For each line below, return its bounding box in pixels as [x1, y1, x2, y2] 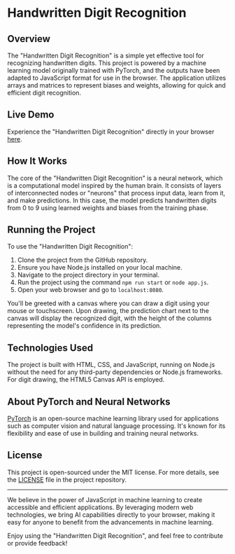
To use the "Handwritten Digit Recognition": [7, 242, 134, 251]
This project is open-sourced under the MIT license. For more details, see [7, 468, 220, 476]
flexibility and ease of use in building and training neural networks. [7, 429, 199, 438]
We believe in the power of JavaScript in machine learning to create [7, 495, 203, 504]
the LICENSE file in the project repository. [7, 475, 127, 484]
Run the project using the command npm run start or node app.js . [17, 278, 209, 286]
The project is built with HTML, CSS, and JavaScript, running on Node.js [7, 361, 215, 369]
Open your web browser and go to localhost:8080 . [17, 286, 164, 294]
